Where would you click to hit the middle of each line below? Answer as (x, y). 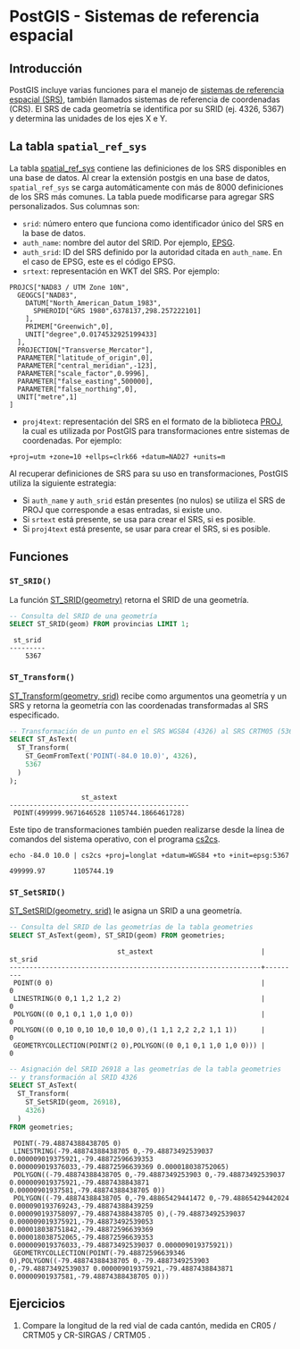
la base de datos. (54, 233)
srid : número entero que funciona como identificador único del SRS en (153, 223)
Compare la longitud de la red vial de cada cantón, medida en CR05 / (149, 1325)
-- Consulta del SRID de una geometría (83, 616)
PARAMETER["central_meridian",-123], (87, 365)
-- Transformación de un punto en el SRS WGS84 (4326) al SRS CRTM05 (142, 731)
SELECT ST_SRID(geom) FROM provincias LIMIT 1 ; (100, 624)
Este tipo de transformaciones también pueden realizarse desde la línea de (147, 829)
